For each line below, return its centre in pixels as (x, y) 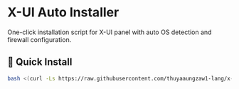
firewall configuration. (39, 39)
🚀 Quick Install (40, 62)
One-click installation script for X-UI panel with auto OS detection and (110, 32)
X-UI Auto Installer (63, 12)
